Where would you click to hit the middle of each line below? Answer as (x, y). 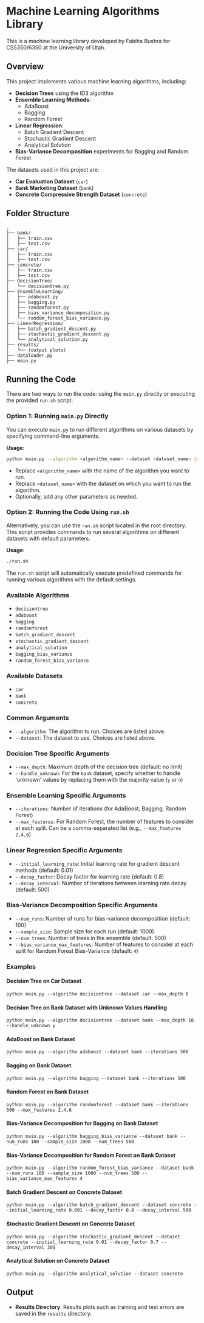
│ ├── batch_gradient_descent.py (51, 329)
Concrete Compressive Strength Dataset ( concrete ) (81, 194)
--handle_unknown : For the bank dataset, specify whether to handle (98, 773)
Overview (25, 67)
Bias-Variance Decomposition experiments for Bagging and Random (102, 151)
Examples (21, 966)
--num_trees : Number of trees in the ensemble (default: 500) (91, 938)
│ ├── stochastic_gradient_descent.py (58, 334)
